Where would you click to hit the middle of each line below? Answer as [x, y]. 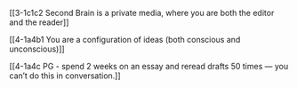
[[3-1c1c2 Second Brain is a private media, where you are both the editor [142, 13]
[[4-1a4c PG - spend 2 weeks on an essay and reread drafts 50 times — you [149, 66]
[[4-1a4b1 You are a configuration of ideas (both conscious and [125, 40]
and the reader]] [39, 22]
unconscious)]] [37, 49]
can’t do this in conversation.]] [65, 76]
